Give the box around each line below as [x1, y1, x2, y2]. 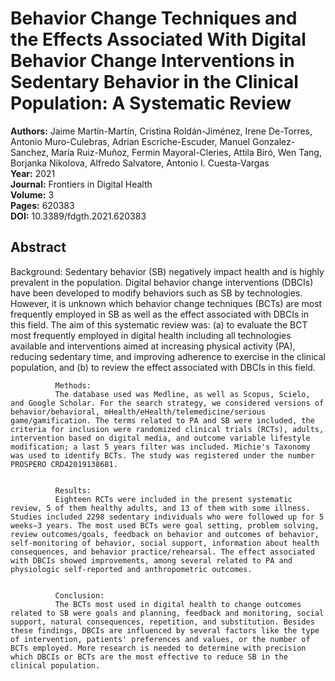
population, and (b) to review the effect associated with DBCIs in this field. [10, 361, 316, 373]
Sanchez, [10, 146, 50, 158]
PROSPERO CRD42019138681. [10, 459, 118, 469]
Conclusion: [54, 590, 105, 601]
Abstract [10, 239, 67, 256]
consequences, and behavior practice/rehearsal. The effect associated [10, 547, 315, 557]
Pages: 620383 [10, 199, 75, 211]
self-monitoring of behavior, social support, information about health [10, 538, 320, 548]
